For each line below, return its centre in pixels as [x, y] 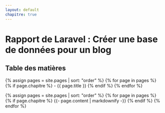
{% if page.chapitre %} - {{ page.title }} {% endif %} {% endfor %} [74, 85]
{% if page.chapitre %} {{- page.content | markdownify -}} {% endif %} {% [83, 100]
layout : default [22, 10]
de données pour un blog [58, 50]
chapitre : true [21, 14]
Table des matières [36, 68]
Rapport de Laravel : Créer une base [81, 39]
